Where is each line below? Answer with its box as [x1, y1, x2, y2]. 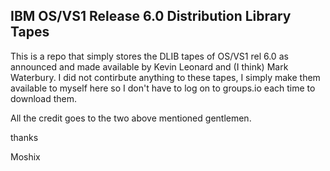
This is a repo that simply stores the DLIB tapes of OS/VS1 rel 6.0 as [10, 50, 289, 62]
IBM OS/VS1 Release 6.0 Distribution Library [10, 8, 292, 25]
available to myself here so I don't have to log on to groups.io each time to [10, 82, 316, 94]
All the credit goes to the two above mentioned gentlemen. [10, 112, 252, 124]
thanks [10, 131, 39, 143]
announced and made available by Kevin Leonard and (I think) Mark [10, 60, 289, 73]
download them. [10, 92, 78, 104]
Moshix [10, 150, 41, 163]
